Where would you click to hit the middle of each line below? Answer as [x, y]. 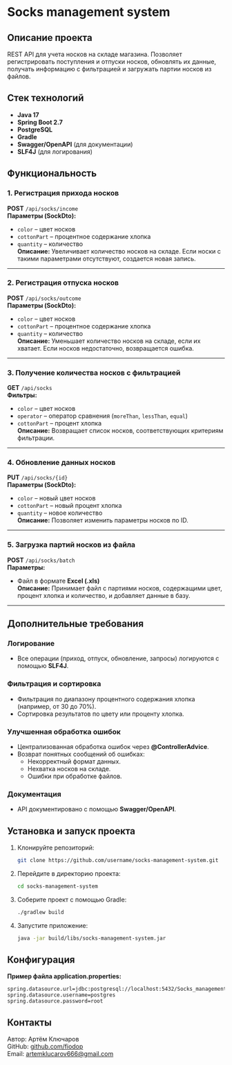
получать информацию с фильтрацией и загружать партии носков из [109, 69]
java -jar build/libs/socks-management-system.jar [91, 938]
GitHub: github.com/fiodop [45, 1046]
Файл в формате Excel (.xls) [58, 581]
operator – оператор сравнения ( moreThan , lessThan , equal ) [103, 416]
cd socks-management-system [57, 886]
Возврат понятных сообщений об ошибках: [81, 754]
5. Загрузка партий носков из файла [71, 545]
